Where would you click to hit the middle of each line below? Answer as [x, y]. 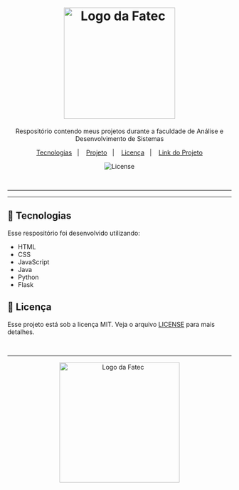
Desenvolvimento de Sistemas [119, 138]
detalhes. [21, 332]
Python [28, 277]
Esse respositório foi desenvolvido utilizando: [74, 233]
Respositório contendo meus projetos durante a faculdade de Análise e [119, 131]
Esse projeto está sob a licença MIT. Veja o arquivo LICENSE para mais [111, 324]
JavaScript [33, 262]
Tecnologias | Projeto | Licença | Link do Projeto [119, 152]
